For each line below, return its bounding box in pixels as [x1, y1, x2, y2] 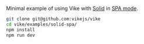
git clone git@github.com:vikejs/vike [6, 16, 101, 22]
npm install [6, 27, 35, 32]
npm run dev [6, 32, 35, 38]
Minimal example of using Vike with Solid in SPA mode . [6, 5, 139, 12]
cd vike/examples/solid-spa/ [6, 21, 77, 27]
